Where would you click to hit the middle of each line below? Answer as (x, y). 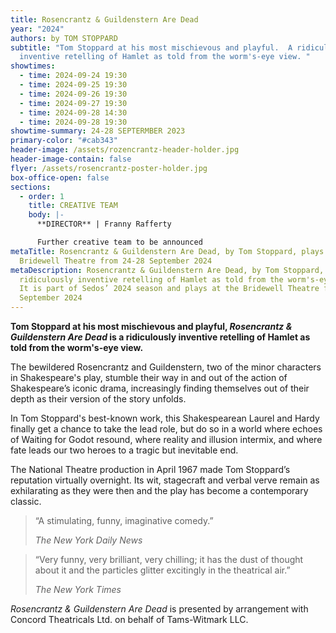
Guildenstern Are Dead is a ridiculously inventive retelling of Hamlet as (160, 337)
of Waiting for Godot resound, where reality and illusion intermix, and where (166, 439)
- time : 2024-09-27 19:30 (73, 103)
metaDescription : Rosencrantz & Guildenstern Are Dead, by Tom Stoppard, (167, 270)
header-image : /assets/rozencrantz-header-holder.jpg (125, 150)
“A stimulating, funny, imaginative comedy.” (124, 520)
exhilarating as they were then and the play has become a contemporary (159, 490)
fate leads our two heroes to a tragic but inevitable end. (124, 450)
